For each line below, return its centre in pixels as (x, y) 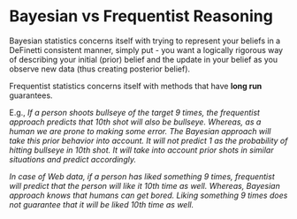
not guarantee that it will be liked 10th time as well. (102, 204)
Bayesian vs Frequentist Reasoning (141, 16)
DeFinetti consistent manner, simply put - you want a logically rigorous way (146, 49)
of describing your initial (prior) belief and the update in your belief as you (144, 59)
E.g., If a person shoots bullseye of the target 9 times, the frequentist (135, 112)
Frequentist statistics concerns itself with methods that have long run (136, 86)
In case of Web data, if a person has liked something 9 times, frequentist (142, 176)
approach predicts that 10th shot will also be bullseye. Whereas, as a (135, 122)
